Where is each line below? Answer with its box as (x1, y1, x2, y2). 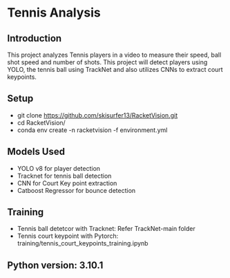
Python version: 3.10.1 (7, 259, 104, 271)
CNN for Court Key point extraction (17, 178, 117, 187)
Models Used (7, 146, 66, 158)
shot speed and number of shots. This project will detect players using (7, 58, 208, 66)
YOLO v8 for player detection (17, 164, 101, 172)
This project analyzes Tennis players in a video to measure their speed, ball (7, 50, 222, 59)
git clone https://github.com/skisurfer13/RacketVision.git (17, 111, 178, 119)
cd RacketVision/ (17, 118, 66, 127)
